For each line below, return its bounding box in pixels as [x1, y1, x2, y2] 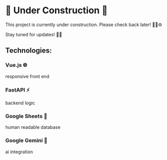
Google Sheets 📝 [5, 112, 48, 120]
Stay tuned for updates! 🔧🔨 [5, 31, 62, 37]
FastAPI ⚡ [5, 86, 30, 94]
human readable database [5, 124, 60, 130]
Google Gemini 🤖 [5, 137, 48, 144]
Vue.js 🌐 [5, 61, 28, 68]
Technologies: [5, 46, 52, 55]
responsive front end [5, 73, 50, 79]
